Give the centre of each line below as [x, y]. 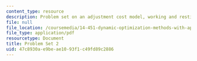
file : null [19, 22]
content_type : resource [35, 11]
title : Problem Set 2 [33, 44]
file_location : [25, 28]
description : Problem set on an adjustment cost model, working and [91, 17]
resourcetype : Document [35, 38]
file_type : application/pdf [40, 33]
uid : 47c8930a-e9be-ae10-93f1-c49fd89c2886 [60, 49]
